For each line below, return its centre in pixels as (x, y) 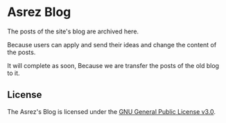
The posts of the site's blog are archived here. (73, 31)
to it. (14, 73)
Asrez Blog (39, 12)
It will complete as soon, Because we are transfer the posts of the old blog (113, 65)
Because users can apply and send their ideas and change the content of (112, 44)
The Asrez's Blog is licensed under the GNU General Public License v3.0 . (112, 111)
